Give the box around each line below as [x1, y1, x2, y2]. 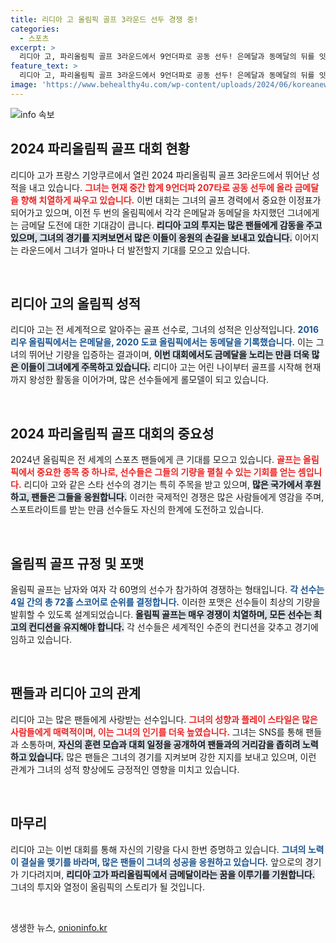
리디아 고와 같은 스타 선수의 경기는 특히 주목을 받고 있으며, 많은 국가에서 [23, 479, 303, 491]
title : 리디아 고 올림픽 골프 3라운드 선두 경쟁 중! [10, 14, 199, 25]
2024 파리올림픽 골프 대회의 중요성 [10, 425, 215, 442]
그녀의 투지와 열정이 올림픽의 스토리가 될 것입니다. [10, 881, 206, 893]
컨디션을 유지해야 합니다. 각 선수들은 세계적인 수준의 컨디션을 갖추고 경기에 [28, 621, 319, 633]
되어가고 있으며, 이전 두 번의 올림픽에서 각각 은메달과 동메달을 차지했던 [10, 206, 285, 218]
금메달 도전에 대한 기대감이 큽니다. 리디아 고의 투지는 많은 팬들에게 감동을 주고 [20, 219, 323, 231]
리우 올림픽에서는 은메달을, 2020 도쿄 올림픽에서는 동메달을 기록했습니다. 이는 [10, 336, 314, 348]
